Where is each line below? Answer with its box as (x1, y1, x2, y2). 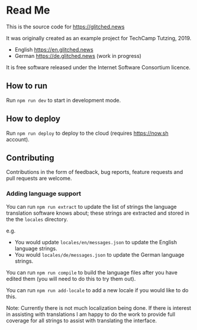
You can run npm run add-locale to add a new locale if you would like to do (6, 286, 189, 293)
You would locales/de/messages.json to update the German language (14, 251, 185, 258)
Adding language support (6, 190, 82, 198)
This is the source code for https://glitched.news (6, 23, 125, 30)
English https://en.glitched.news (14, 46, 93, 53)
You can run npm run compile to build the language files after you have (6, 268, 177, 276)
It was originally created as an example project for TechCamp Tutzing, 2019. (6, 34, 192, 41)
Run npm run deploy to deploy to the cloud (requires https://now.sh (6, 130, 169, 137)
